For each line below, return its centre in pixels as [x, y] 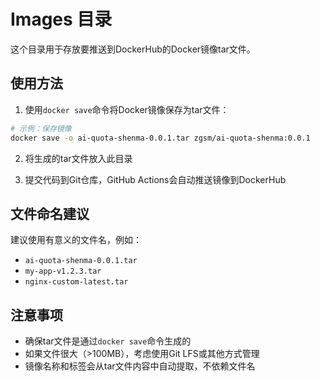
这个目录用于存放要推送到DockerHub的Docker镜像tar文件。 [133, 49]
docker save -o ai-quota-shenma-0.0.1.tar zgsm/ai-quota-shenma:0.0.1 [160, 138]
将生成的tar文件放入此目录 [78, 158]
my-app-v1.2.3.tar [63, 271]
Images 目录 [61, 19]
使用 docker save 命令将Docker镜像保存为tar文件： [127, 109]
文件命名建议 [50, 213]
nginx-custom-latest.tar [76, 282]
